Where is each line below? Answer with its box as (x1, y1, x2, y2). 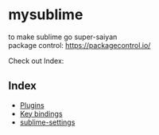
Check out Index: (8, 56, 64, 66)
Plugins (19, 100, 45, 109)
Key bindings (19, 109, 63, 118)
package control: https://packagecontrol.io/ (8, 40, 151, 50)
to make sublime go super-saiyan (8, 32, 118, 42)
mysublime (8, 6, 83, 24)
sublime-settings (19, 117, 76, 127)
